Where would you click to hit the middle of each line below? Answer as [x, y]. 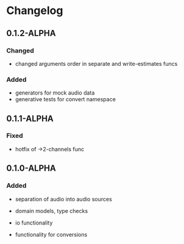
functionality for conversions [51, 234]
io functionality [34, 223]
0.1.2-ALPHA [31, 33]
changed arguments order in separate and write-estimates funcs [96, 63]
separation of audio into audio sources [64, 199]
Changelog [35, 11]
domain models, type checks [51, 210]
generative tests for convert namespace [65, 99]
